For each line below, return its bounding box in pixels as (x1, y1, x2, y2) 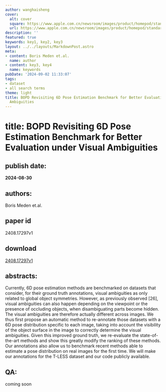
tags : (5, 76, 16, 81)
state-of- (140, 332, 158, 338)
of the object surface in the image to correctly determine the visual (5, 327, 142, 333)
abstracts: (5, 271, 38, 280)
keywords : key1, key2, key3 (5, 40, 63, 45)
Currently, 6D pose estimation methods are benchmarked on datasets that (5, 285, 156, 291)
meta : (5, 49, 16, 54)
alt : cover (9, 16, 32, 21)
